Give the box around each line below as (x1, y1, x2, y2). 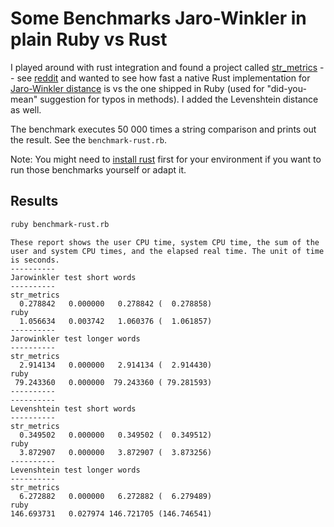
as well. (10, 103, 42, 116)
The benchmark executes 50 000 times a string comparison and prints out (10, 123, 317, 135)
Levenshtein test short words (10, 403, 137, 414)
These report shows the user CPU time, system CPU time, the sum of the (10, 237, 320, 247)
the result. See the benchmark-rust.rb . (10, 133, 167, 146)
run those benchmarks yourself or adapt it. (10, 163, 187, 176)
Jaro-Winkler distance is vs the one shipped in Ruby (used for (10, 82, 265, 94)
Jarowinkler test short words (10, 272, 137, 282)
